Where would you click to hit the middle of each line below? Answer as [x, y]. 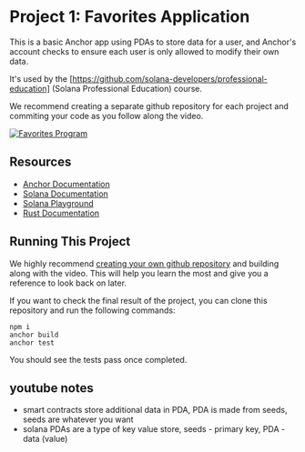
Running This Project [70, 241]
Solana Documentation [66, 194]
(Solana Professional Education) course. [127, 88]
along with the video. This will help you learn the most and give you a [139, 273]
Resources [41, 162]
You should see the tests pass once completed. [98, 359]
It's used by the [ [41, 78]
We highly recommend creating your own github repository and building [144, 263]
